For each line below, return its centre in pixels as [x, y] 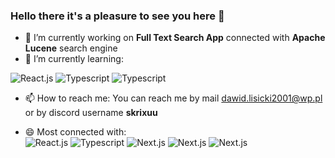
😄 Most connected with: [75, 132]
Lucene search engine [71, 48]
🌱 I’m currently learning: [74, 59]
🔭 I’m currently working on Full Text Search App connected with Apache [175, 38]
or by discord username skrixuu [91, 113]
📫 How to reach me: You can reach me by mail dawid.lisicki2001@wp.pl [173, 98]
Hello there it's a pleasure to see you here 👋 [117, 16]
